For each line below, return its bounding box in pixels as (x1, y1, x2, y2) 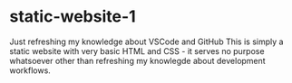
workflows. (9, 65, 52, 76)
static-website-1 (9, 6, 136, 27)
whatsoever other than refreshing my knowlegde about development (9, 55, 266, 66)
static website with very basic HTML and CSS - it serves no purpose (9, 45, 265, 56)
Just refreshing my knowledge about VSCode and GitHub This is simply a (9, 36, 284, 47)
